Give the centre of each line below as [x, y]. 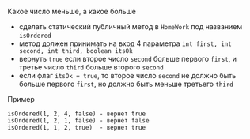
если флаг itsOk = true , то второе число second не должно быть [127, 75]
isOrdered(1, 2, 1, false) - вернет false [78, 121]
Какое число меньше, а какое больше [72, 11]
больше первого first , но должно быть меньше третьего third [126, 84]
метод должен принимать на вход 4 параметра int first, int [125, 43]
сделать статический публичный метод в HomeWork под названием [131, 26]
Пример [21, 99]
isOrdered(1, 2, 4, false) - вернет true [77, 114]
